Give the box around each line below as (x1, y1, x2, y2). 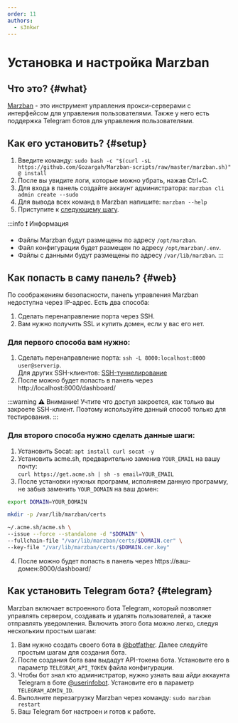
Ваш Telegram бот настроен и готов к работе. (17, 707, 156, 716)
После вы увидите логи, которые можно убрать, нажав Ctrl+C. (17, 176, 209, 185)
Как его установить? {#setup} (7, 137, 147, 150)
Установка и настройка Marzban (7, 54, 210, 71)
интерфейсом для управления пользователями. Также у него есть (7, 109, 210, 118)
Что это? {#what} (7, 83, 87, 95)
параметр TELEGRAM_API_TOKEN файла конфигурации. (17, 663, 174, 672)
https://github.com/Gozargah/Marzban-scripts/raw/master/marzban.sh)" (17, 164, 232, 171)
